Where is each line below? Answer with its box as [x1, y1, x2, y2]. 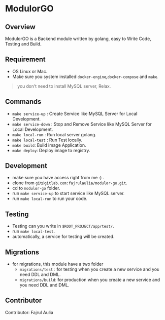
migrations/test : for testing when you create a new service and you [19, 266, 160, 272]
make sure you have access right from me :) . [12, 175, 104, 181]
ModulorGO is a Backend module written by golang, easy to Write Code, [5, 36, 151, 41]
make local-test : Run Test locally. [12, 137, 83, 143]
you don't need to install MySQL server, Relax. [17, 83, 111, 89]
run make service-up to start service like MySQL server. [12, 191, 125, 197]
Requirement [5, 55, 46, 64]
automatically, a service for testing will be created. [12, 234, 115, 240]
